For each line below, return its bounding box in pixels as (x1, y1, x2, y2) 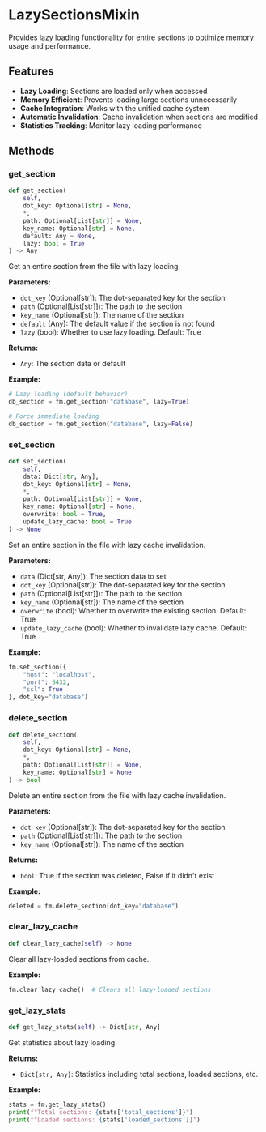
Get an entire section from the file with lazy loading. (8, 262, 180, 271)
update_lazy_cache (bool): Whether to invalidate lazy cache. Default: (19, 622, 247, 633)
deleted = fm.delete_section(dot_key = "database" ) (8, 902, 179, 910)
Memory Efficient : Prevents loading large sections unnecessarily (19, 95, 237, 105)
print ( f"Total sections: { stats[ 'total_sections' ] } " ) (8, 1108, 194, 1116)
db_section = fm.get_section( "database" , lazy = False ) (8, 420, 194, 428)
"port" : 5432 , (23, 678, 70, 686)
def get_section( (8, 186, 67, 195)
